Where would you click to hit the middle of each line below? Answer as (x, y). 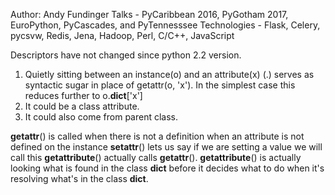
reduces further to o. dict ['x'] (83, 95)
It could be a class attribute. (82, 106)
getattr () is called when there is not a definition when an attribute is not (157, 136)
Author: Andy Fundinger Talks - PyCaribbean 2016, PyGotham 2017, (149, 14)
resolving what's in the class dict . (79, 178)
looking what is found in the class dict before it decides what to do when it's (167, 168)
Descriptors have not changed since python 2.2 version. (126, 55)
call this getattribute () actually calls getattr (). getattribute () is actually (156, 157)
